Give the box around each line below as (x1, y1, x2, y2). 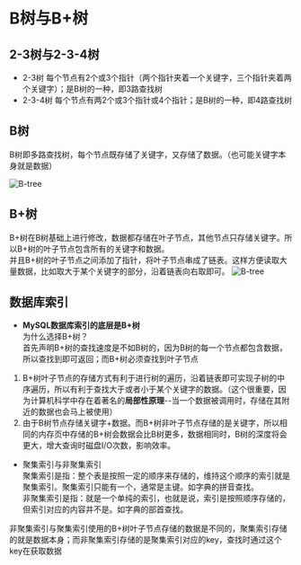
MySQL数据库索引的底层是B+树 (22, 320, 141, 331)
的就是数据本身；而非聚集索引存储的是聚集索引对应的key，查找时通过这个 (9, 534, 283, 545)
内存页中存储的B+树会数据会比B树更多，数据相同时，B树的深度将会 (38, 428, 288, 440)
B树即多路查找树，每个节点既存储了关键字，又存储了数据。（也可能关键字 (9, 149, 279, 160)
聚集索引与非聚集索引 (22, 459, 102, 470)
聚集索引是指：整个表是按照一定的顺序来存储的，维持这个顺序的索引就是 (22, 471, 290, 481)
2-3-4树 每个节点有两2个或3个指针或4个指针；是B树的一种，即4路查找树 (22, 95, 293, 105)
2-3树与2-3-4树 (9, 47, 101, 62)
